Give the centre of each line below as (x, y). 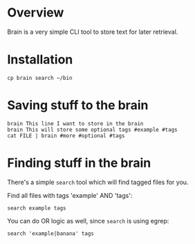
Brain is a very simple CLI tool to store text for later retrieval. (93, 32)
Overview (36, 13)
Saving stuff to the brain (78, 105)
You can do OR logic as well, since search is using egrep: (88, 221)
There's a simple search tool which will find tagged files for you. (98, 182)
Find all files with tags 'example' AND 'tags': (70, 195)
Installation (40, 60)
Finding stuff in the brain (79, 163)
